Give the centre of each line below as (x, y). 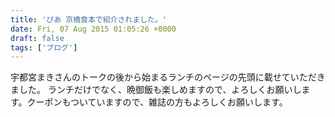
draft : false (37, 38)
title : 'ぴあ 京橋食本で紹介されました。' (88, 19)
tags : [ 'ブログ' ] (44, 47)
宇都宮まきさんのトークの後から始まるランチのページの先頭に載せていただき (168, 77)
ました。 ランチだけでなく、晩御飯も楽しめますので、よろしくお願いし (156, 90)
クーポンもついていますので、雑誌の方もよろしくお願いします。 (157, 102)
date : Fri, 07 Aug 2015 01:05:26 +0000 (93, 29)
